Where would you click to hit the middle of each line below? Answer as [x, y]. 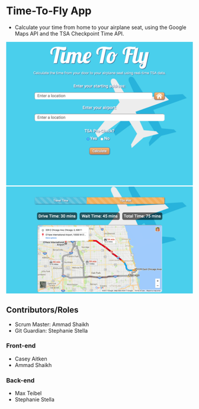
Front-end [21, 346]
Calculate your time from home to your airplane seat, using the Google [100, 27]
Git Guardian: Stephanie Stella [51, 330]
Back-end [20, 380]
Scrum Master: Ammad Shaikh [52, 324]
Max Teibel [28, 393]
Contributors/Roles [42, 310]
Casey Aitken [31, 359]
